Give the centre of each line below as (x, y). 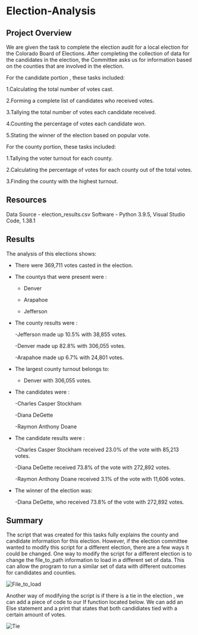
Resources (26, 200)
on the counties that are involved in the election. (65, 66)
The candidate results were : (50, 438)
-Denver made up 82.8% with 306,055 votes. (70, 345)
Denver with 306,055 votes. (58, 380)
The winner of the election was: (54, 490)
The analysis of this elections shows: (51, 253)
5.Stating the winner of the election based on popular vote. (78, 135)
